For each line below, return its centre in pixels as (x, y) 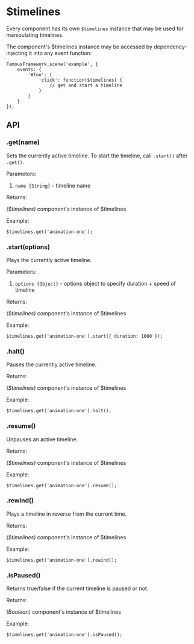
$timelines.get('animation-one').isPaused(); (64, 635)
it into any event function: (60, 53)
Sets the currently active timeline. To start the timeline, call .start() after (97, 156)
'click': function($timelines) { (80, 80)
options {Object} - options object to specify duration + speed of (95, 283)
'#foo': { (40, 74)
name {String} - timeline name (53, 185)
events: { (30, 69)
